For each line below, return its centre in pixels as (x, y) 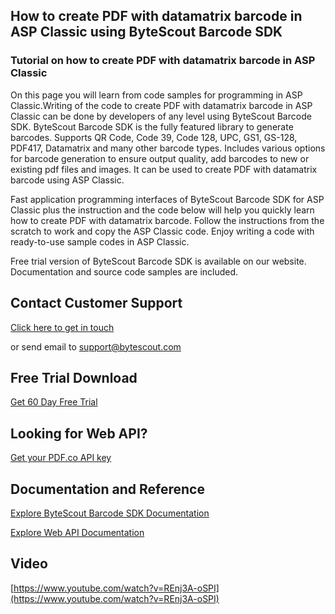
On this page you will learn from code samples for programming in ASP (156, 95)
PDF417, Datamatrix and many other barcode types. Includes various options (168, 148)
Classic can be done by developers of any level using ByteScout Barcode (161, 116)
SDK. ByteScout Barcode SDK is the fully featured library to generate (152, 126)
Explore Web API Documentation (77, 532)
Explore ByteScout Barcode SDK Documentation (110, 513)
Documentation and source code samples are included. (124, 271)
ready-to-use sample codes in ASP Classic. (100, 241)
